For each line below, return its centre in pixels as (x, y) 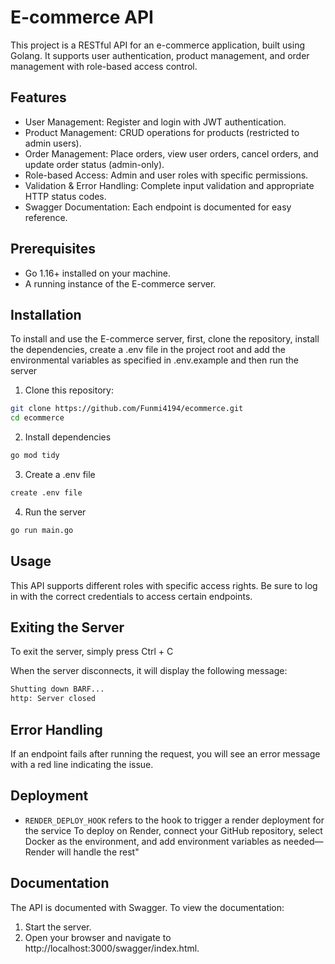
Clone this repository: (69, 390)
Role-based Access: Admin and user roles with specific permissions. (166, 175)
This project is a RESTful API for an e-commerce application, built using (158, 45)
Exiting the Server (67, 627)
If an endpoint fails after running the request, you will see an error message (165, 753)
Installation (46, 314)
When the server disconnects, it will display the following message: (149, 671)
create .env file (46, 493)
